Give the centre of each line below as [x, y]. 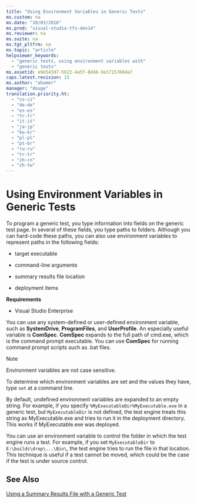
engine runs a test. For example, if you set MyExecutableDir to [81, 442]
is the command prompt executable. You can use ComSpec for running [92, 341]
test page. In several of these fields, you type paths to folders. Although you [98, 230]
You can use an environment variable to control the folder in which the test [96, 436]
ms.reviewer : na [26, 34]
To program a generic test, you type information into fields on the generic [95, 223]
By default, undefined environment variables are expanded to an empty [93, 400]
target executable [36, 254]
